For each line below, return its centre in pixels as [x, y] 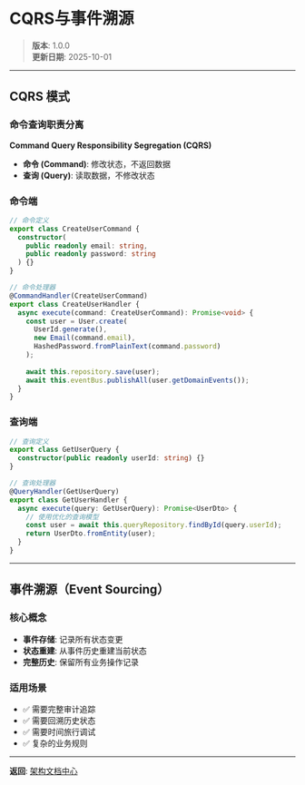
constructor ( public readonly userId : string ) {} [111, 458]
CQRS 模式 [40, 97]
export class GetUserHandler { [69, 500]
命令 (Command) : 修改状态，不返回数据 [96, 163]
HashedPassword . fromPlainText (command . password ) [127, 347]
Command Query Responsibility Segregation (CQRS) [111, 145]
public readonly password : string [91, 254]
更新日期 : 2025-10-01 [71, 56]
